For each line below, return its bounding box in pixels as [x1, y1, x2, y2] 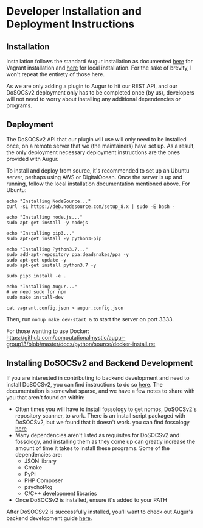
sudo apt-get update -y [6, 257, 67, 263]
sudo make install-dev [6, 294, 64, 300]
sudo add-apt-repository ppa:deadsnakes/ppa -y [6, 251, 129, 257]
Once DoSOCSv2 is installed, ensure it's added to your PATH [15, 496, 167, 504]
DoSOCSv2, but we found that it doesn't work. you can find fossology [15, 418, 190, 426]
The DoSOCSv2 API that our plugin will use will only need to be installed [6, 135, 187, 143]
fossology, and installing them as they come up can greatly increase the [15, 438, 196, 445]
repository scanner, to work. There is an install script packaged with [15, 412, 185, 419]
